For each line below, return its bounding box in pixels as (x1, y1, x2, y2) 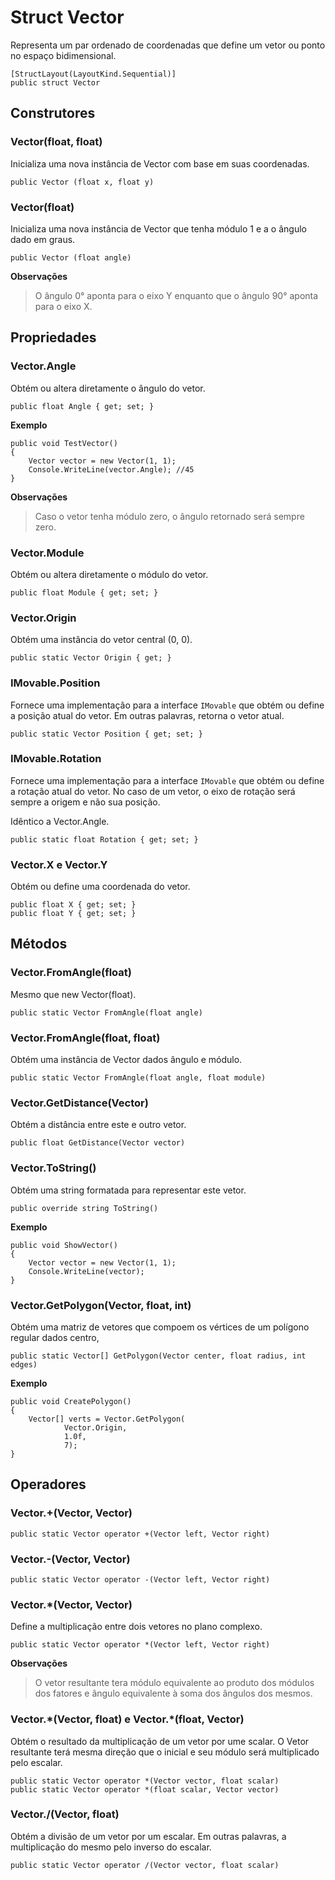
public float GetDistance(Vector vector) (10, 1138, 186, 1148)
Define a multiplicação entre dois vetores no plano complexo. (10, 1621, 263, 1633)
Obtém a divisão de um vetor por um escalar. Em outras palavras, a (10, 1830, 287, 1842)
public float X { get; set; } (10, 900, 137, 910)
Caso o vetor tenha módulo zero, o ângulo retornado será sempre (34, 510, 305, 522)
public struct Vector (10, 77, 101, 88)
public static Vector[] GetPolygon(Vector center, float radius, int (10, 1351, 307, 1361)
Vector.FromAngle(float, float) (10, 1031, 161, 1045)
